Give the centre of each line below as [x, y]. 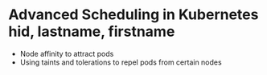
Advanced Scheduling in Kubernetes [133, 15]
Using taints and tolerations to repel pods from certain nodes [121, 62]
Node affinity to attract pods [67, 53]
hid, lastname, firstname [92, 32]
